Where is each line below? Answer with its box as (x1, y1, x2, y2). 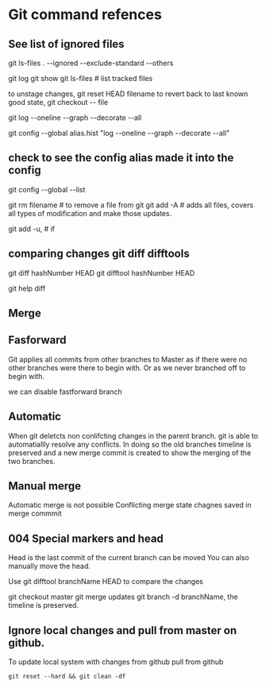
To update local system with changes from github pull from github (8, 657, 224, 667)
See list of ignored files (8, 37, 125, 51)
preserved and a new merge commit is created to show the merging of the (8, 447, 252, 458)
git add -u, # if (8, 224, 56, 234)
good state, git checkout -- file (8, 98, 109, 106)
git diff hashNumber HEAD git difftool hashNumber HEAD (8, 268, 195, 277)
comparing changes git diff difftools (8, 247, 190, 261)
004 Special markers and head (8, 531, 164, 545)
